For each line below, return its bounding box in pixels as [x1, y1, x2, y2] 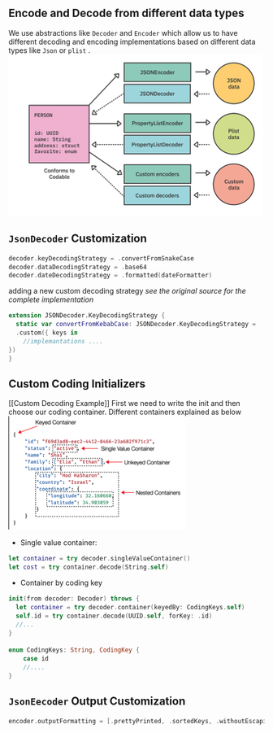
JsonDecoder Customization [8, 232, 148, 246]
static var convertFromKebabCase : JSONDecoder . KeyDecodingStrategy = [15, 321, 256, 329]
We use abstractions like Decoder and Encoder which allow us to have [8, 28, 238, 37]
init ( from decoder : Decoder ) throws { [8, 595, 140, 603]
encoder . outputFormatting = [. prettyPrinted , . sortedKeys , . [8, 717, 220, 725]
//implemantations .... [23, 337, 104, 345]
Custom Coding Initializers [8, 377, 146, 390]
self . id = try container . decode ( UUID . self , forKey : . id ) [15, 612, 213, 620]
